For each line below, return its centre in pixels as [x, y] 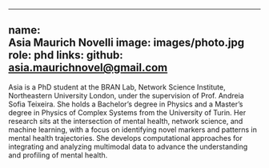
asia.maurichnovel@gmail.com [88, 68]
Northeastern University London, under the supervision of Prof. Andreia [126, 95]
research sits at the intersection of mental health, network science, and [126, 121]
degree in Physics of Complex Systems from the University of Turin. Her [127, 112]
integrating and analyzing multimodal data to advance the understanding [128, 146]
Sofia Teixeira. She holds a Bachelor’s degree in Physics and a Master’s [126, 104]
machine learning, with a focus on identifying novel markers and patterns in [133, 130]
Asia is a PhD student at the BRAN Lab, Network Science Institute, [117, 87]
